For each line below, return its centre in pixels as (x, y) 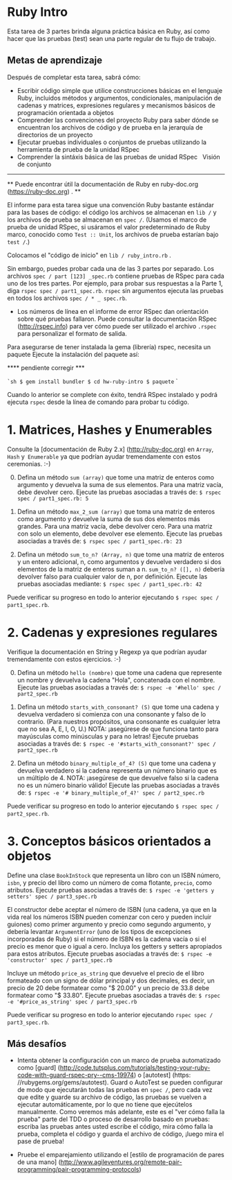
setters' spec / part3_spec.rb (52, 897)
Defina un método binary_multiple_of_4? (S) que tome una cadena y (116, 763)
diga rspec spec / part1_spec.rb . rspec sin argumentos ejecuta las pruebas (116, 290)
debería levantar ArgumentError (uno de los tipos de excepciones (99, 931)
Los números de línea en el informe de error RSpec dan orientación (113, 311)
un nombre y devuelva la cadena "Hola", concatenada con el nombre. (116, 680)
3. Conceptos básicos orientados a (109, 841)
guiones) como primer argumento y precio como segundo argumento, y (109, 924)
